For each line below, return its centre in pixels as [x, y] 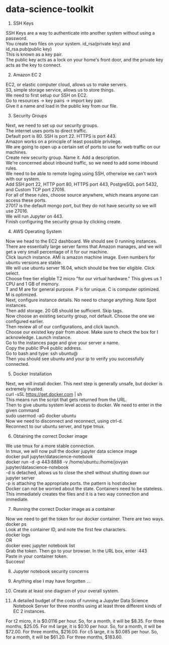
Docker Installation [32, 374]
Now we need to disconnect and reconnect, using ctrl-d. [64, 421]
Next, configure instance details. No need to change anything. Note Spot [81, 300]
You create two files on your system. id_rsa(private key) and [68, 43]
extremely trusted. [25, 389]
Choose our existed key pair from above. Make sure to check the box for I [82, 332]
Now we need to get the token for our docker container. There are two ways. [85, 519]
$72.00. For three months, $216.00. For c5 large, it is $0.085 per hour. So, [82, 631]
